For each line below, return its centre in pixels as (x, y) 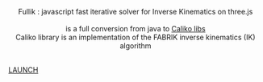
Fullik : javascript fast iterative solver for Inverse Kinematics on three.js (136, 12)
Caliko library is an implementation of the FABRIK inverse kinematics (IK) (136, 37)
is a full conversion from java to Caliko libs (136, 29)
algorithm (136, 46)
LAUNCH (23, 70)
